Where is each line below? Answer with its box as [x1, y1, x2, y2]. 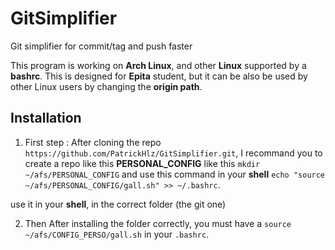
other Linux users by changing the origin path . [10, 80, 203, 92]
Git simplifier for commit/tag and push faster [10, 40, 193, 52]
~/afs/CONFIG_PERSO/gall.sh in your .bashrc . [24, 228, 210, 240]
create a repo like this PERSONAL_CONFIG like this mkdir [24, 157, 261, 169]
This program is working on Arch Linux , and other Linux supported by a [10, 59, 307, 71]
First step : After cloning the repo [24, 136, 162, 148]
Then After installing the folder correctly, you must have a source [24, 217, 292, 229]
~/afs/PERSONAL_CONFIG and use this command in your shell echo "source [24, 168, 326, 180]
